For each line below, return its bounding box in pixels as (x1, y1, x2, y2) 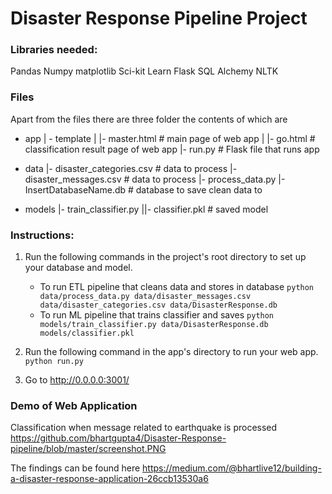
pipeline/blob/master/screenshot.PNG (10, 443, 167, 455)
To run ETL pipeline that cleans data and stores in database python (39, 281, 315, 293)
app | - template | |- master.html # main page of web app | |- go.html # (24, 132, 316, 144)
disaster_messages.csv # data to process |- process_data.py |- (24, 173, 286, 185)
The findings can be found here (10, 462, 141, 474)
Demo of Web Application (10, 399, 138, 412)
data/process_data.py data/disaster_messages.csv (39, 292, 252, 302)
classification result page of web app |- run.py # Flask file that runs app (24, 143, 320, 155)
